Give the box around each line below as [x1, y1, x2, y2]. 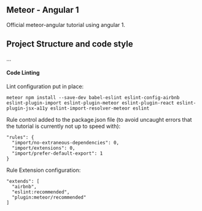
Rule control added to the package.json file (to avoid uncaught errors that [6, 116, 192, 123]
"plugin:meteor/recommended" [12, 194, 87, 201]
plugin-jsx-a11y [6, 105, 48, 111]
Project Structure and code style [6, 39, 133, 50]
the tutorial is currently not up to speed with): [6, 122, 121, 130]
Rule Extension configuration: [6, 166, 81, 174]
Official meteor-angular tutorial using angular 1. [6, 21, 126, 28]
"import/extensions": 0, [12, 145, 76, 151]
